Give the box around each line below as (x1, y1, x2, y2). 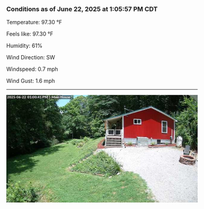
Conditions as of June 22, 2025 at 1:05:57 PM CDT (6, 5, 158, 13)
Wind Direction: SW (6, 54, 56, 61)
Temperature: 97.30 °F (6, 19, 63, 26)
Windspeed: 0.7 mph (6, 65, 59, 73)
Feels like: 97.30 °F (6, 30, 53, 38)
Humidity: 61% (6, 42, 43, 50)
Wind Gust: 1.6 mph (6, 78, 55, 85)
